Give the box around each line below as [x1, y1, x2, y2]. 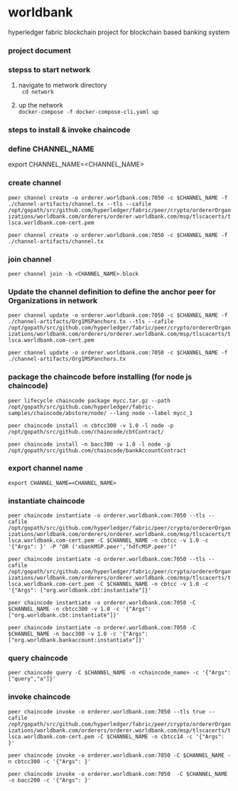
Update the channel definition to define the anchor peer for [8, 286, 216, 296]
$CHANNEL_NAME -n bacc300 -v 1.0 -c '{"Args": [8, 631, 148, 638]
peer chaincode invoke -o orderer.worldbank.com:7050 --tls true [8, 708, 205, 716]
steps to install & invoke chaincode [8, 125, 131, 135]
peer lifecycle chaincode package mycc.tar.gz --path [8, 397, 171, 404]
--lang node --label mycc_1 [109, 409, 193, 417]
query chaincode [8, 653, 68, 663]
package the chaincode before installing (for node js [8, 372, 193, 382]
